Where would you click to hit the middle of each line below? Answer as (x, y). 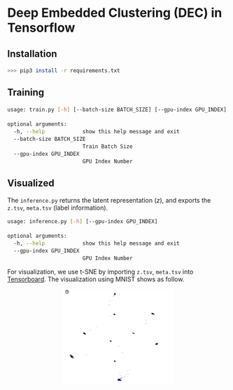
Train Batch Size (107, 147)
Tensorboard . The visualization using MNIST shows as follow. (96, 279)
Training (26, 93)
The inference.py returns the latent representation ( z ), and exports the (109, 200)
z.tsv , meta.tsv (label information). (58, 208)
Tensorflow (41, 28)
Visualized (31, 183)
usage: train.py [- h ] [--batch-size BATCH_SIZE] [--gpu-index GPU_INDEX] (117, 109)
